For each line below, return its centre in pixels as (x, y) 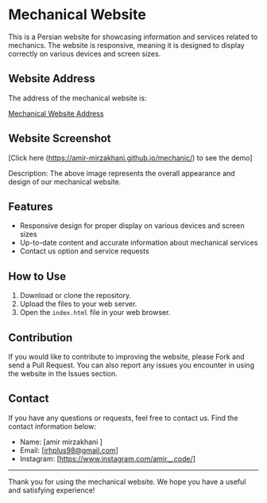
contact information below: (52, 426)
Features (31, 206)
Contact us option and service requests (84, 251)
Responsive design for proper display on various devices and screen (132, 226)
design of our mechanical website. (65, 182)
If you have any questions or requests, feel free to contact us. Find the (123, 418)
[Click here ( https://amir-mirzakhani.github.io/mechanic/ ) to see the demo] (130, 158)
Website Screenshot (60, 138)
